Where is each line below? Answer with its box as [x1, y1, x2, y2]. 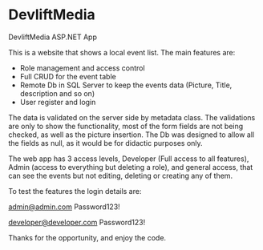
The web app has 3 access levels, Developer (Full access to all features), [8, 154, 249, 163]
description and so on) [19, 88, 95, 98]
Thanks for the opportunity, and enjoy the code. [8, 232, 167, 242]
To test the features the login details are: [8, 186, 142, 196]
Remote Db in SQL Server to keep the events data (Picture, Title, [19, 80, 233, 90]
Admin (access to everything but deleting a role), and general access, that [8, 162, 253, 171]
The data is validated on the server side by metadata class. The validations [8, 112, 256, 122]
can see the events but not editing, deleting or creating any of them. [8, 171, 233, 180]
